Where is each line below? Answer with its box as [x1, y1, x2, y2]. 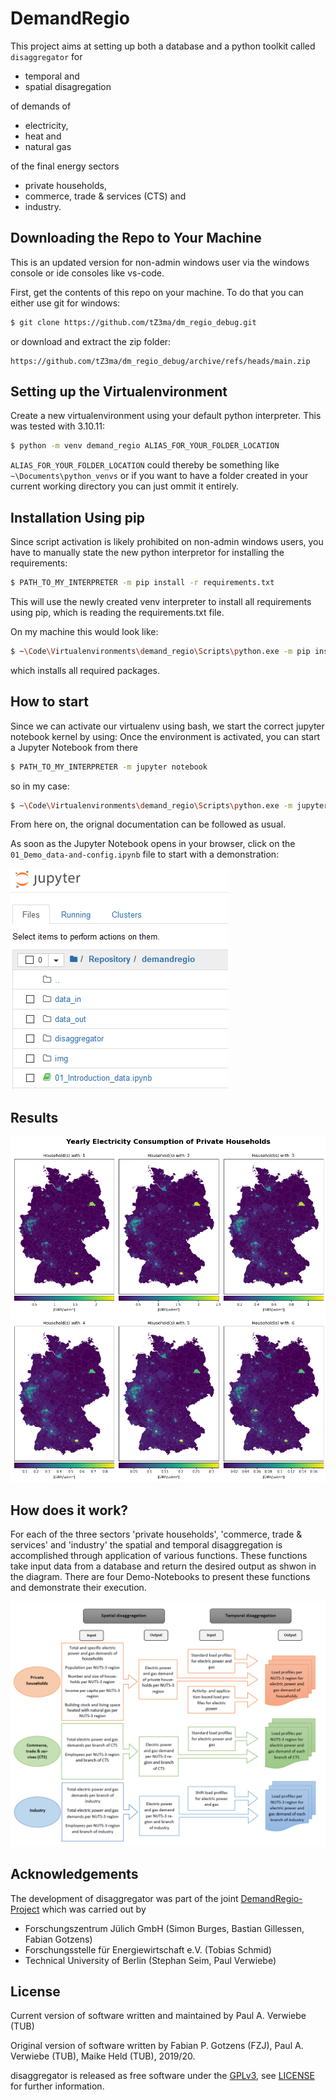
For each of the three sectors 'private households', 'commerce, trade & [10, 1528, 303, 1540]
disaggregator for [10, 50, 83, 62]
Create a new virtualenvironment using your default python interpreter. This [10, 410, 322, 422]
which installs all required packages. [10, 664, 161, 676]
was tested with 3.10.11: [10, 420, 105, 432]
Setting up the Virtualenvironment [10, 383, 228, 401]
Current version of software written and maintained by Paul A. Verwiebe [10, 2010, 307, 2022]
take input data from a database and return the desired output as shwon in [10, 1560, 317, 1572]
